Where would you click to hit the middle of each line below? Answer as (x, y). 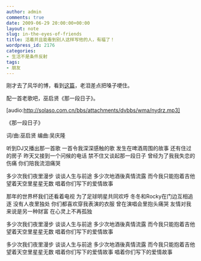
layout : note (23, 29)
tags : (13, 62)
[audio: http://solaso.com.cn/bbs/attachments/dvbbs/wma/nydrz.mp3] (93, 110)
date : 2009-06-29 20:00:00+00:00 (48, 23)
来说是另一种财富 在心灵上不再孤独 (49, 212)
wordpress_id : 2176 (31, 46)
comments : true (25, 17)
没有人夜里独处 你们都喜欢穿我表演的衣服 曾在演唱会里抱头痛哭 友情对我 (102, 204)
